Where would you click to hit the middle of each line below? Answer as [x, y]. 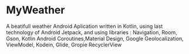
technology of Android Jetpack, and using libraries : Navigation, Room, [92, 32]
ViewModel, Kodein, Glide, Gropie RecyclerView [64, 45]
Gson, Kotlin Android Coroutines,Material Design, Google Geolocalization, [95, 38]
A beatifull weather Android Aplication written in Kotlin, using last [85, 26]
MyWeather [36, 10]
